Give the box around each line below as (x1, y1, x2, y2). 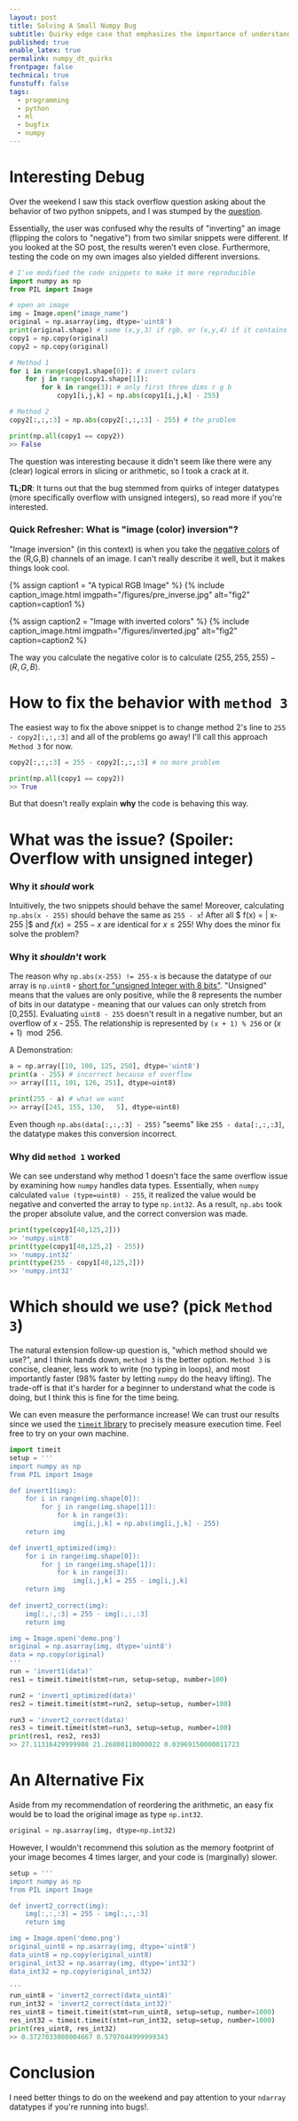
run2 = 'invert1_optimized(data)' (9, 1691, 137, 1700)
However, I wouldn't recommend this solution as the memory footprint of (9, 1842, 275, 1853)
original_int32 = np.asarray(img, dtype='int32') (9, 1958, 197, 1967)
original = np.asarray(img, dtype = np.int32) (9, 1826, 176, 1835)
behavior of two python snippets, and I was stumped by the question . (9, 205, 263, 216)
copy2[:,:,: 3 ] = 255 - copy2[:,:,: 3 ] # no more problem (9, 758, 220, 767)
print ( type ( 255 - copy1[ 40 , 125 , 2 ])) (9, 1259, 145, 1267)
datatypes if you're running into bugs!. (9, 2101, 149, 2112)
